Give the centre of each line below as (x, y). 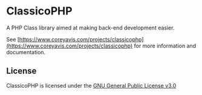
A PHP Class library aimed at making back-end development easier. (90, 28)
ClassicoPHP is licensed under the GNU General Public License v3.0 (91, 85)
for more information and (165, 46)
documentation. (26, 52)
